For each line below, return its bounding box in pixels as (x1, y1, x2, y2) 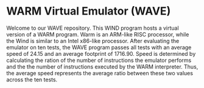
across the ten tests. (6, 76, 58, 83)
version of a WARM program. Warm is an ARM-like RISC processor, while (6, 30, 189, 38)
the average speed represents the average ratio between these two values (6, 69, 194, 76)
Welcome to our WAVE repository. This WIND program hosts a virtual (6, 24, 179, 32)
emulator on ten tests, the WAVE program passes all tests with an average (6, 44, 192, 51)
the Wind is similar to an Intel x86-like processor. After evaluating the (6, 37, 180, 44)
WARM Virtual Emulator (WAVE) (6, 4, 171, 18)
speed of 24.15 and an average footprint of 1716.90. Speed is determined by (6, 50, 196, 57)
